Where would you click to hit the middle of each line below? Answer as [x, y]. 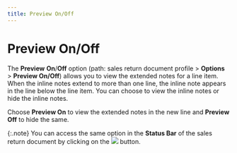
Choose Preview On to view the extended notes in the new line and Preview [118, 112]
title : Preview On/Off [41, 14]
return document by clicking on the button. [74, 141]
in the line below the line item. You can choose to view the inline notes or [113, 91]
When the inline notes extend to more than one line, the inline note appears [117, 83]
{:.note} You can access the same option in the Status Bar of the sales [110, 133]
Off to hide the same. [38, 119]
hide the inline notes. [38, 98]
